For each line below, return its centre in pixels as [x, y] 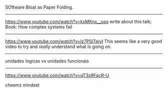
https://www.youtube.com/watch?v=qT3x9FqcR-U [57, 75]
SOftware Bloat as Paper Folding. [39, 7]
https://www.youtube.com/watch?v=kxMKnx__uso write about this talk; [78, 21]
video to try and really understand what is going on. [58, 46]
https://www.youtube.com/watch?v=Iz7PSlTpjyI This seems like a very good [84, 41]
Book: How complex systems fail [39, 27]
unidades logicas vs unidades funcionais [47, 61]
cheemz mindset [22, 85]
